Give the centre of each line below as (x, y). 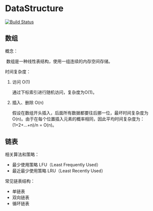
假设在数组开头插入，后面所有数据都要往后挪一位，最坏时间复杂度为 (80, 113)
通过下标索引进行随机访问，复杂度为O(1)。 (54, 92)
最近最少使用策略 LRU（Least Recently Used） (59, 171)
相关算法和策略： (22, 154)
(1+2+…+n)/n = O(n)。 (34, 125)
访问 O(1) (21, 82)
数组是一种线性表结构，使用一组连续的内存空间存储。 (59, 61)
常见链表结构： (20, 181)
